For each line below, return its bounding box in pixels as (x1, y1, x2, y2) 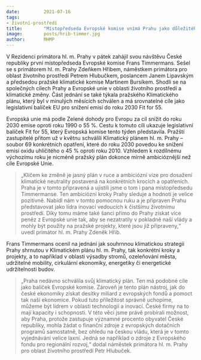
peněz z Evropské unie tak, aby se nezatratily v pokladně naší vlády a (20, 216, 193, 223)
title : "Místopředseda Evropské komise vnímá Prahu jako (6, 25, 170, 32)
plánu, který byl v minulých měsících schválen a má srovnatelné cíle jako (6, 97, 185, 105)
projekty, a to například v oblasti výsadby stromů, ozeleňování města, (6, 253, 177, 260)
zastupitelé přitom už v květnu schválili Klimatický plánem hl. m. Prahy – (6, 135, 184, 141)
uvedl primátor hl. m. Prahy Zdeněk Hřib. (20, 228, 121, 236)
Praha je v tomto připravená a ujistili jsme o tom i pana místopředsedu (20, 184, 193, 191)
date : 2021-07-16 (6, 8, 71, 15)
